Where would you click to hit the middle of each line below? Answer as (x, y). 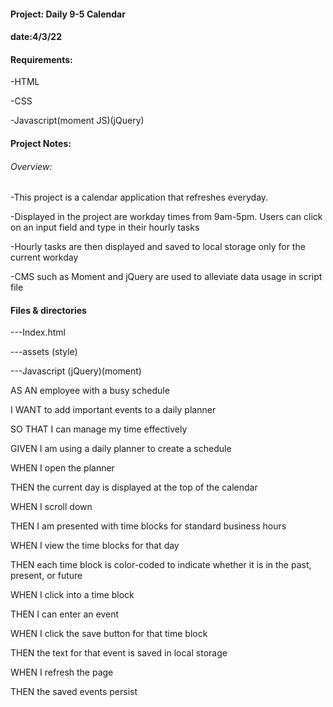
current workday (44, 257)
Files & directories (48, 310)
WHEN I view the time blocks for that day (95, 546)
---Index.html (38, 332)
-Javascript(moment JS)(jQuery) (77, 121)
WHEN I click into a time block (72, 595)
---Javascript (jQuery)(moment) (76, 371)
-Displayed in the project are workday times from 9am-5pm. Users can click (166, 217)
